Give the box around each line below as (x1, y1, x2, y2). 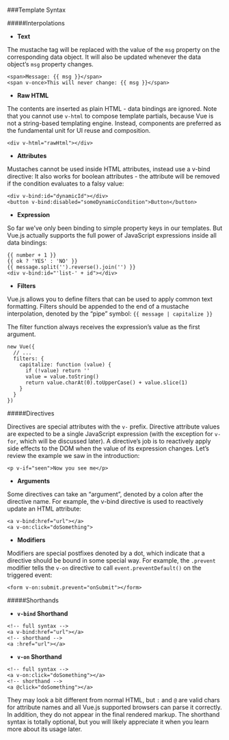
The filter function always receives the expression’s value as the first (7, 323, 200, 331)
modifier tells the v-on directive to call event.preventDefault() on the (7, 564, 202, 572)
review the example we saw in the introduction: (7, 452, 140, 459)
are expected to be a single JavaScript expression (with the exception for (7, 430, 213, 437)
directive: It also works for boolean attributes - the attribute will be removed (7, 173, 220, 180)
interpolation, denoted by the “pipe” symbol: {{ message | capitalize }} (7, 309, 213, 318)
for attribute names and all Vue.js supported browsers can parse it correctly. (7, 703, 222, 711)
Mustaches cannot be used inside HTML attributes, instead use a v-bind (7, 165, 211, 173)
